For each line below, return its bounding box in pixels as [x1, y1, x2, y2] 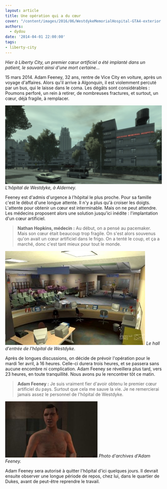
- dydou [9, 29, 26, 34]
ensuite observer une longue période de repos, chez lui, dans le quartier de [5, 473, 160, 479]
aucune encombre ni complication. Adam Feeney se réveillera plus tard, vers [5, 366, 162, 372]
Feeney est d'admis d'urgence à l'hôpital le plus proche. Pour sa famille [5, 194, 152, 200]
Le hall [146, 340, 160, 346]
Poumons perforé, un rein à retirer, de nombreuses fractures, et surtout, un [5, 90, 159, 96]
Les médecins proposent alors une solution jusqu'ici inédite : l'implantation [5, 210, 158, 216]
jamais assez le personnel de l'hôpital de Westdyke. [17, 391, 124, 397]
